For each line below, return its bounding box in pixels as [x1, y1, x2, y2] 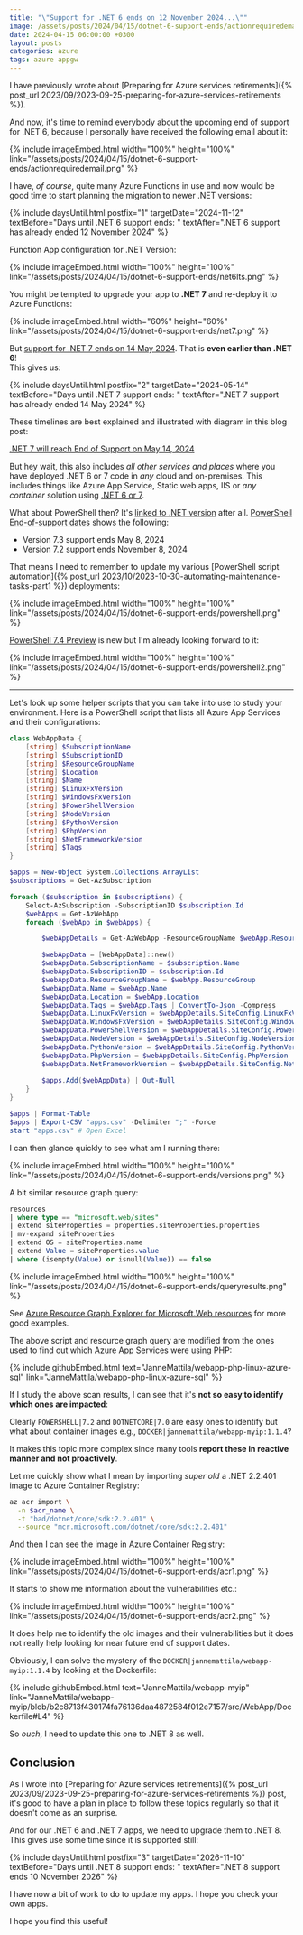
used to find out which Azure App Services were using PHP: [9, 1344, 233, 1355]
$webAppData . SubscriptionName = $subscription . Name [41, 959, 241, 968]
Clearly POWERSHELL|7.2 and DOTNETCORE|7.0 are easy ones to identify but [9, 1416, 278, 1427]
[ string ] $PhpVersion [25, 826, 106, 835]
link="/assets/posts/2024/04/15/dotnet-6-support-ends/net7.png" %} [9, 326, 269, 336]
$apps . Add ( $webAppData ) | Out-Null [41, 1076, 176, 1085]
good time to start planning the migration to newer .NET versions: [9, 191, 252, 200]
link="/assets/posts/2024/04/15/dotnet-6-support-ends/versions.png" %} [9, 1169, 286, 1180]
